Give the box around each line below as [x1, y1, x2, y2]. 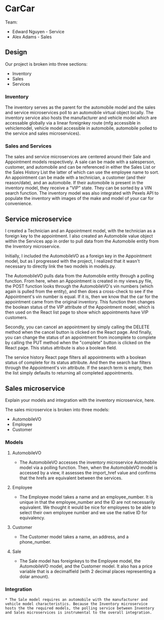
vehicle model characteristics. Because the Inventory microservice [5, 601, 148, 606]
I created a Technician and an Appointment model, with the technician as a [5, 228, 156, 234]
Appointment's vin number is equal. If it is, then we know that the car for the [5, 294, 158, 299]
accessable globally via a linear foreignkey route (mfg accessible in [5, 120, 141, 126]
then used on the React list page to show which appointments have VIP [5, 309, 148, 315]
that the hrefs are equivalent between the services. [19, 475, 122, 481]
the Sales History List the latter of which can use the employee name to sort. [5, 170, 160, 175]
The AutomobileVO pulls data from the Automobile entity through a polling [5, 273, 154, 279]
